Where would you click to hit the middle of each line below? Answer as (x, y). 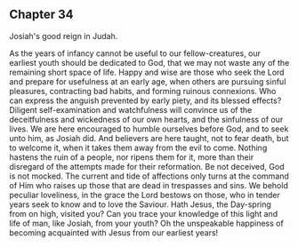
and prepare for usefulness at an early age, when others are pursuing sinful (148, 81)
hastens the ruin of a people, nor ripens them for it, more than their (132, 157)
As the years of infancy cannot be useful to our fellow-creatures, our (135, 53)
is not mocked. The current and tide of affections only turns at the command (149, 176)
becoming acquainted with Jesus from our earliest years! (114, 232)
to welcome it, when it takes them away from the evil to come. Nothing (138, 147)
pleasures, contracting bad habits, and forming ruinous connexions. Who (143, 91)
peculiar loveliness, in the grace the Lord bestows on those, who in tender (145, 195)
